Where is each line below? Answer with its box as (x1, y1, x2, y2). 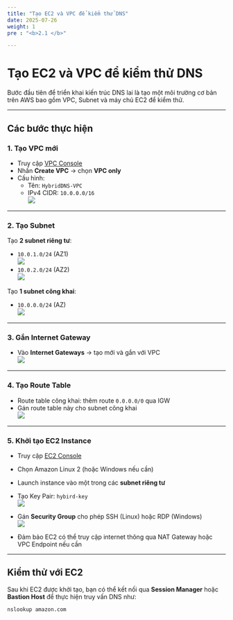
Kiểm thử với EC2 (7, 567, 83, 578)
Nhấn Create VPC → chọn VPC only (17, 166, 121, 174)
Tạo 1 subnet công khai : (7, 287, 76, 296)
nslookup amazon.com (7, 605, 67, 613)
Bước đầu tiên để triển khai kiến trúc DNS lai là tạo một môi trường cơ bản (7, 88, 217, 97)
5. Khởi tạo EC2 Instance (7, 435, 92, 445)
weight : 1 (7, 23, 36, 30)
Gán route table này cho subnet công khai (17, 403, 137, 412)
